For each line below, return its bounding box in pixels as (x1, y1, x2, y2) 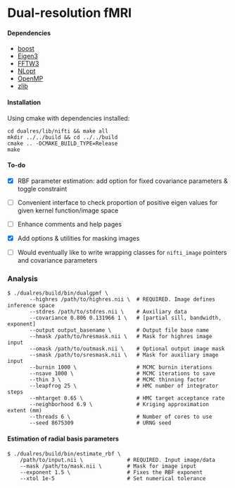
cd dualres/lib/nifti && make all (7, 127, 109, 135)
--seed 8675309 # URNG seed (29, 419, 172, 427)
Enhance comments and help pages (17, 220, 122, 228)
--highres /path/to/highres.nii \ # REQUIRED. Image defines (29, 296, 216, 303)
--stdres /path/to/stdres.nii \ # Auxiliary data (29, 309, 188, 316)
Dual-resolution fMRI (7, 5, 132, 21)
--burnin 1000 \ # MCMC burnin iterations (29, 364, 212, 371)
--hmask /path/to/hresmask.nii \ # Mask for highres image (29, 333, 212, 340)
